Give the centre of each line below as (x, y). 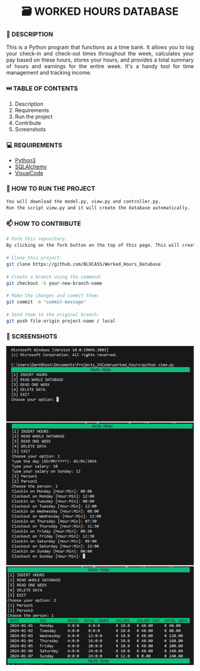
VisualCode (29, 173)
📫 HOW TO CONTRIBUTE (44, 223)
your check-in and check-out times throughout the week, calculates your (100, 54)
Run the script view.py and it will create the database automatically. (98, 208)
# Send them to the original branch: (53, 314)
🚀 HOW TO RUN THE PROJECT (51, 189)
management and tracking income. (49, 73)
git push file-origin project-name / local (61, 321)
